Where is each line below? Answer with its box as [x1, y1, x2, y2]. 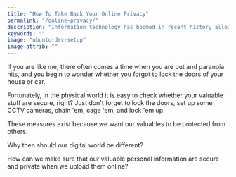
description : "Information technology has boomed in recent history [7, 23, 212, 30]
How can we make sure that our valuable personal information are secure [7, 154, 220, 163]
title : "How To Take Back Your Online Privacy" [7, 10, 150, 18]
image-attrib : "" [7, 43, 58, 50]
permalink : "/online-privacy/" [7, 17, 99, 24]
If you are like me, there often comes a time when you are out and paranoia [7, 63, 225, 71]
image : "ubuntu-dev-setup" [7, 37, 86, 44]
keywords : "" [7, 30, 46, 37]
